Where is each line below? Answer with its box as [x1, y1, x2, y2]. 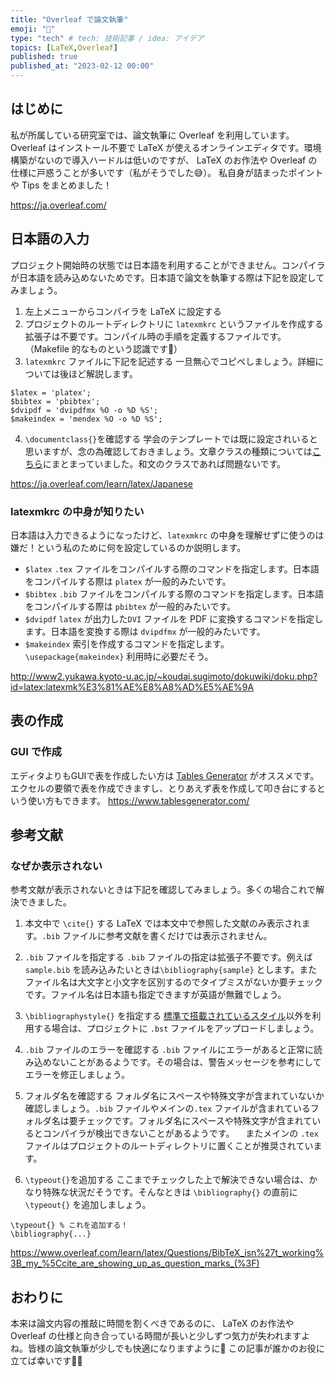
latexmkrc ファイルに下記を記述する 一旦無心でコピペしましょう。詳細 [24, 355, 316, 367]
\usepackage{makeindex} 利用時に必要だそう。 [24, 650, 214, 662]
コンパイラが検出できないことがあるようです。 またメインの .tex [42, 1127, 319, 1140]
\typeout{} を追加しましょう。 [24, 1199, 152, 1211]
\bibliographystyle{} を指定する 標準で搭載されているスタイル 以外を [24, 1010, 313, 1022]
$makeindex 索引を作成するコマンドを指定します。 [24, 637, 230, 650]
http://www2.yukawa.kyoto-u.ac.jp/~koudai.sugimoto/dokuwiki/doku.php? [10, 670, 318, 682]
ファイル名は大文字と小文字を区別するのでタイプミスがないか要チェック [24, 976, 323, 988]
